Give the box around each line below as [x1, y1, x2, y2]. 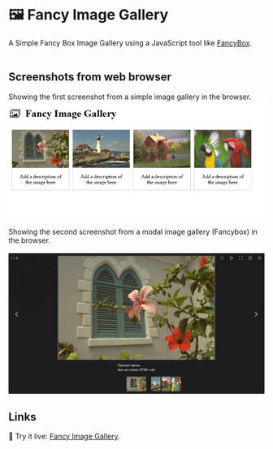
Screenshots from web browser [8, 70, 172, 84]
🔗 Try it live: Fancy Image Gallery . [8, 431, 120, 442]
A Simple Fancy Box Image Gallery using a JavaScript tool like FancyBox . [8, 37, 253, 48]
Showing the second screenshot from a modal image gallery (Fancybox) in [8, 227, 258, 236]
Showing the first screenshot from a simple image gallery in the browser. [8, 92, 252, 101]
